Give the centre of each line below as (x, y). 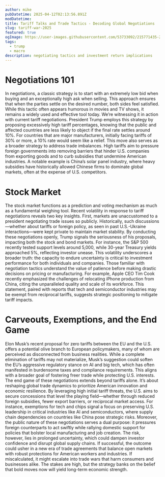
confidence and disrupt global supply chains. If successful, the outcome (78, 443)
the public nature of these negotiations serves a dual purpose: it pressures (81, 422)
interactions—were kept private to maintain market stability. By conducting (81, 232)
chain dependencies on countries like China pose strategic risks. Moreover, (81, 417)
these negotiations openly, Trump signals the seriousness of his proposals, (81, 237)
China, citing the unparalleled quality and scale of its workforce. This (74, 284)
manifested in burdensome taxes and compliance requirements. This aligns (81, 370)
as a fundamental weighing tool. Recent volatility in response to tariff (74, 211)
